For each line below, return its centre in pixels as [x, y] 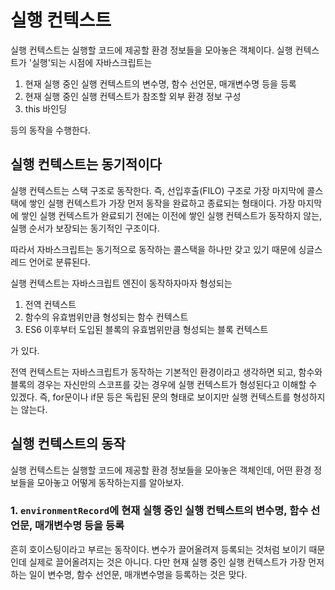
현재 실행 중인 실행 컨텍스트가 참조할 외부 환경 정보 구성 [133, 96]
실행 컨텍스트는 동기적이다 [86, 164]
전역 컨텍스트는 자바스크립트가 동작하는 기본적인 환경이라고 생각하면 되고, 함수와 [166, 372]
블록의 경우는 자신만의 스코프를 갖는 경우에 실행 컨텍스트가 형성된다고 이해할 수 [164, 384]
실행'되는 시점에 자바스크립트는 [92, 62]
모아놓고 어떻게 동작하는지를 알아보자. [110, 482]
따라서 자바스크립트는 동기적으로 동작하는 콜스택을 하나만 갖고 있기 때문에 [153, 249]
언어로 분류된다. [59, 262]
